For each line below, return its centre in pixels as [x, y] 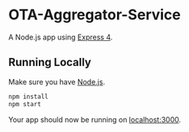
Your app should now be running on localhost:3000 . [95, 119]
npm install [28, 97]
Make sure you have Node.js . [57, 81]
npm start [25, 104]
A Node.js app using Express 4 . [61, 37]
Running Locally [50, 62]
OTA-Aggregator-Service [95, 15]
